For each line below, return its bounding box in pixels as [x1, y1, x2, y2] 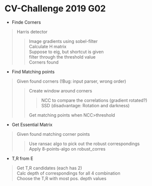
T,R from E [11, 155, 33, 161]
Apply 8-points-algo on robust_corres [29, 146, 106, 152]
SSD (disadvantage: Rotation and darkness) [41, 102, 130, 108]
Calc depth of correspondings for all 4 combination [16, 170, 121, 176]
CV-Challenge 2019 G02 [4, 3, 106, 14]
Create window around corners [29, 88, 92, 93]
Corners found [29, 59, 59, 65]
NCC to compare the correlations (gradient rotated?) [41, 97, 148, 103]
